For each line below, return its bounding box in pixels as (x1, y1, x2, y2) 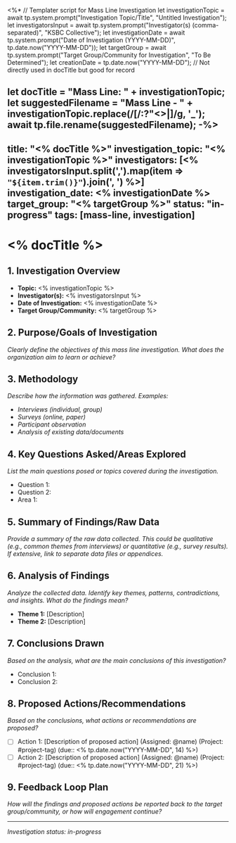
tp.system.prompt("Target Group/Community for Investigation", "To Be (7, 51, 211, 59)
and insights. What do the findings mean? (7, 596, 129, 604)
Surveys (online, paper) (17, 413, 86, 421)
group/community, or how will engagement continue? (7, 807, 162, 816)
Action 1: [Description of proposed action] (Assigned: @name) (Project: (17, 737, 223, 746)
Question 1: (17, 481, 51, 489)
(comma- (192, 21, 219, 29)
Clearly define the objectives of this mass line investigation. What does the (7, 345, 225, 354)
